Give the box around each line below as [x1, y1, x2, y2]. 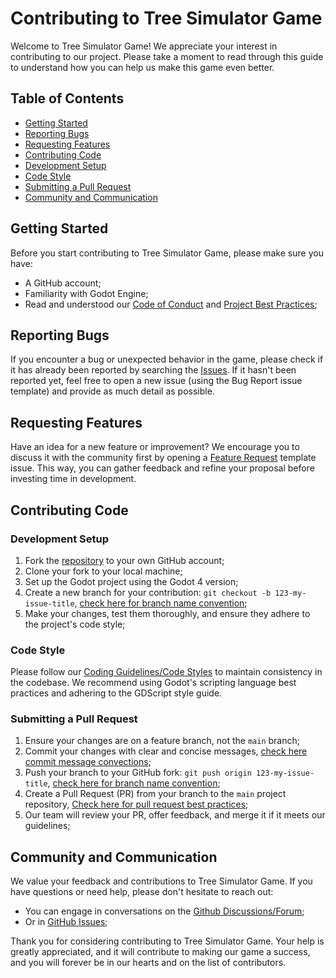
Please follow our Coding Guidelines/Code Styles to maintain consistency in [10, 666, 323, 678]
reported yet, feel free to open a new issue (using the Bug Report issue [10, 375, 303, 387]
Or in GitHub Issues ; [24, 916, 108, 928]
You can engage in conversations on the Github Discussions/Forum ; [24, 905, 305, 917]
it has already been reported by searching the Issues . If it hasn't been [10, 364, 297, 376]
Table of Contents [10, 90, 125, 107]
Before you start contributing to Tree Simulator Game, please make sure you [10, 247, 324, 259]
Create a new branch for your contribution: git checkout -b [24, 586, 272, 598]
